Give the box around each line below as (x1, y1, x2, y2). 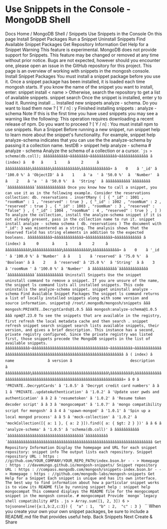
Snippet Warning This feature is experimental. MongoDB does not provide (5, 47, 157, 53)
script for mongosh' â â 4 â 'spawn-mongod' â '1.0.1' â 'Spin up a (5, 408, 151, 413)
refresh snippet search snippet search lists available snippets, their (5, 323, 160, 328)
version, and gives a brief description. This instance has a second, (5, 327, 155, 332)
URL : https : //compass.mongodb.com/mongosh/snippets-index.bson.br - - (5, 467, 162, 472)
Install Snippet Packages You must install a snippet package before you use (5, 73, 161, 79)
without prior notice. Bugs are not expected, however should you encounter (5, 57, 161, 63)
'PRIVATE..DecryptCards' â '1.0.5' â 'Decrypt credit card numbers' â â (5, 383, 160, 388)
